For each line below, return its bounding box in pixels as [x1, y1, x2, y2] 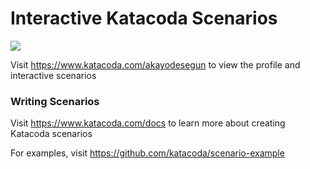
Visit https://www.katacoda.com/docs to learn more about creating [10, 117, 286, 129]
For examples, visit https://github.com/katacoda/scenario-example [10, 147, 285, 159]
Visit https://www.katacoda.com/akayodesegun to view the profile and [10, 58, 301, 71]
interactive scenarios [10, 69, 97, 81]
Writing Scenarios [10, 94, 100, 108]
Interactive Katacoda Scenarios [10, 7, 278, 30]
